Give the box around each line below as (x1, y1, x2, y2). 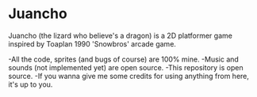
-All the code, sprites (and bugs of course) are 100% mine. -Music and (8, 54, 240, 64)
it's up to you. (8, 80, 53, 89)
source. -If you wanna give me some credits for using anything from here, (8, 71, 250, 80)
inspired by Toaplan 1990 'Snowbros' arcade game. (8, 39, 177, 48)
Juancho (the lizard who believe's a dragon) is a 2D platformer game (8, 31, 232, 40)
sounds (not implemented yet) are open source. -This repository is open (8, 62, 244, 72)
